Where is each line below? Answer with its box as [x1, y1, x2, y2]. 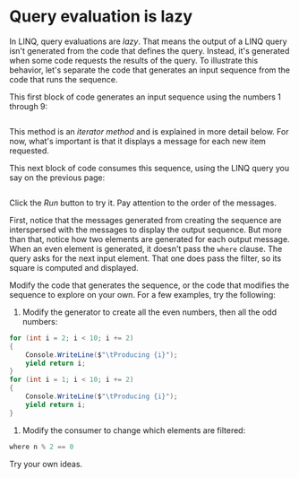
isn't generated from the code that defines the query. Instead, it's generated [9, 45, 290, 56]
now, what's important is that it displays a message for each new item [9, 135, 267, 146]
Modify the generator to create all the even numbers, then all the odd [21, 307, 278, 317]
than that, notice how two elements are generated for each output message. [9, 233, 290, 244]
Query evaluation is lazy [9, 6, 193, 27]
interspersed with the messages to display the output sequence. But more [9, 224, 282, 235]
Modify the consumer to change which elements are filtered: [21, 424, 246, 436]
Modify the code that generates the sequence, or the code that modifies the [9, 280, 289, 291]
